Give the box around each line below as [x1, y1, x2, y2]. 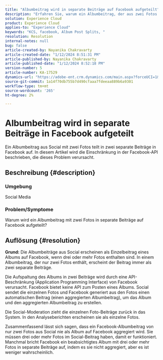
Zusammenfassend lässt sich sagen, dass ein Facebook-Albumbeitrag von [5, 323, 154, 329]
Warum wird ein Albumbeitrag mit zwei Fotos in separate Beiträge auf [5, 217, 144, 223]
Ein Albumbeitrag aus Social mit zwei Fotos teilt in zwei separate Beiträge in [5, 144, 156, 150]
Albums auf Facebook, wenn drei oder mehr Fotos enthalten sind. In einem [5, 254, 154, 260]
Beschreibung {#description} [5, 168, 96, 177]
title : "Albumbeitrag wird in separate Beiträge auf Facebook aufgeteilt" [5, 7, 160, 12]
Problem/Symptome [5, 206, 54, 213]
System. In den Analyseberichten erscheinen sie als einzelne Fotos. [5, 314, 140, 320]
